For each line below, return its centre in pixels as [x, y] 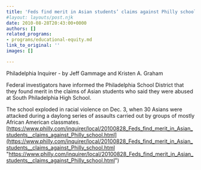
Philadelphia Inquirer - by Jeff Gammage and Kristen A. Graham [85, 73]
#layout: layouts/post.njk [40, 17]
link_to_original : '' [33, 46]
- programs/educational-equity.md [49, 40]
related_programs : [29, 34]
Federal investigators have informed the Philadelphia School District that [95, 85]
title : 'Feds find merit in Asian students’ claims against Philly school [101, 12]
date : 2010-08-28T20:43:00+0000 [46, 23]
